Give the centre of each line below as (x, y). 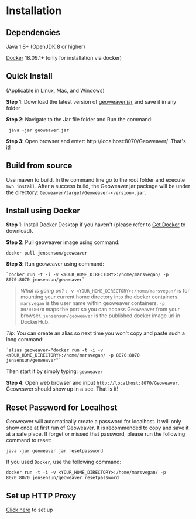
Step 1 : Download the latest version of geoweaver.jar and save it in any (91, 101)
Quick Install (29, 77)
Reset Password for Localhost (62, 407)
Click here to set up (30, 510)
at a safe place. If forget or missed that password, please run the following (96, 434)
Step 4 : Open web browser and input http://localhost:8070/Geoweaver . (93, 383)
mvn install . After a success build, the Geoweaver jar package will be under (98, 186)
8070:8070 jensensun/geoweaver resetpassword (62, 478)
